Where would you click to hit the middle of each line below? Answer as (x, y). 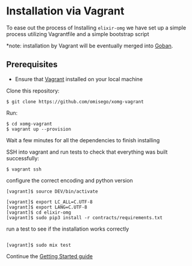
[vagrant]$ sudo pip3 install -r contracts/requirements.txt (85, 217)
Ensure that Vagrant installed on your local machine (79, 79)
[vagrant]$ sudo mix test (39, 245)
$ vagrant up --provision (39, 129)
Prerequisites (32, 65)
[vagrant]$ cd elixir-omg (39, 212)
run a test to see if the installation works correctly (68, 229)
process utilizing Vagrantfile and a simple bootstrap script (78, 34)
